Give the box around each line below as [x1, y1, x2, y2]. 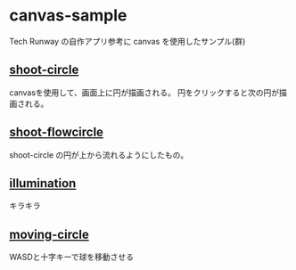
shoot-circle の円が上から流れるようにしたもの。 [9, 149, 189, 160]
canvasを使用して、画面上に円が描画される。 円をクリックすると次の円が [9, 86, 279, 98]
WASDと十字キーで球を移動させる [9, 251, 134, 263]
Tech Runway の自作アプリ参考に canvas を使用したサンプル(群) [9, 36, 246, 46]
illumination [9, 176, 77, 191]
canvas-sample [9, 5, 127, 26]
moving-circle [9, 226, 89, 241]
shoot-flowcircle [9, 125, 104, 140]
